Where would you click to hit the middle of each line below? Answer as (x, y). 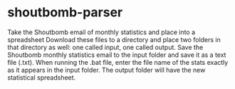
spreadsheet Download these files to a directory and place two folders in (114, 39)
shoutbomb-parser (65, 12)
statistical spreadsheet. (42, 77)
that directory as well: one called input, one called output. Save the (105, 47)
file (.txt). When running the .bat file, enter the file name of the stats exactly (118, 62)
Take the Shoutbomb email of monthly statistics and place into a (101, 32)
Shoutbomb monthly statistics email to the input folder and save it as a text (117, 55)
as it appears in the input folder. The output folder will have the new (106, 70)
